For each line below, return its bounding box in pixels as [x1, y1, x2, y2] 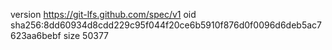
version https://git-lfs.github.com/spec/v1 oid [10, 9, 197, 20]
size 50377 [63, 30, 110, 41]
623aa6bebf [10, 30, 62, 41]
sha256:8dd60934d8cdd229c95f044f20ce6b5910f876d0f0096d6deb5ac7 [10, 19, 322, 31]
